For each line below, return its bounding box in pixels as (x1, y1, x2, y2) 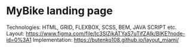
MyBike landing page (6, 4, 113, 18)
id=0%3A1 (6, 36, 32, 43)
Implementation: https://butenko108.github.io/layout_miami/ (32, 36, 179, 43)
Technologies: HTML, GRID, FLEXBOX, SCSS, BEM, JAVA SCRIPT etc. (6, 24, 177, 31)
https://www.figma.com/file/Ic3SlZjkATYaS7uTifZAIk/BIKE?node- (26, 30, 186, 37)
